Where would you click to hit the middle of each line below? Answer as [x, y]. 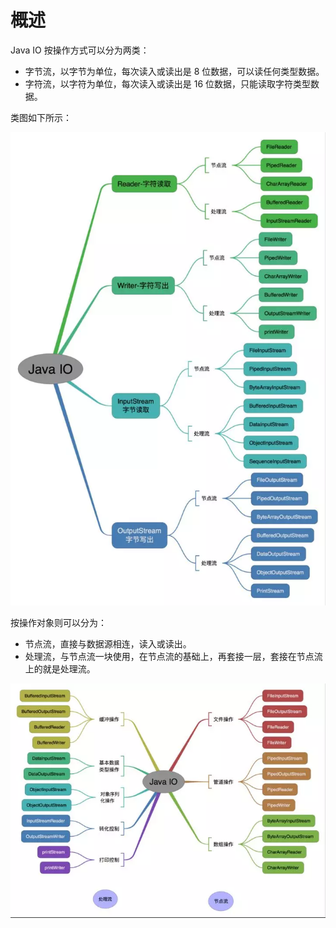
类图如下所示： [41, 117]
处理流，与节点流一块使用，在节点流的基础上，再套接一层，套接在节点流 [173, 656]
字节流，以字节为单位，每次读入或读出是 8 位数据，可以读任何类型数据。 [174, 71]
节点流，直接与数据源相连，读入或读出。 [108, 643]
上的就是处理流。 [60, 668]
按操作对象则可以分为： [58, 622]
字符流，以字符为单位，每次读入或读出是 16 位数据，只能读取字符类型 [168, 83]
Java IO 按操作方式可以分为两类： [80, 50]
